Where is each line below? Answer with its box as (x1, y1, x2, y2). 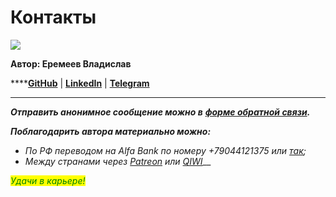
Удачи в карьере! (10, 174, 86, 186)
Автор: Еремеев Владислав (10, 57, 132, 70)
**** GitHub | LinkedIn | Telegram (10, 77, 150, 89)
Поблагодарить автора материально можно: (10, 125, 212, 137)
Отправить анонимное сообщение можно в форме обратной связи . (10, 106, 311, 118)
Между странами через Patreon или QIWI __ (24, 155, 212, 167)
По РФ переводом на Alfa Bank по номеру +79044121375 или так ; (24, 144, 307, 156)
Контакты (10, 6, 97, 29)
